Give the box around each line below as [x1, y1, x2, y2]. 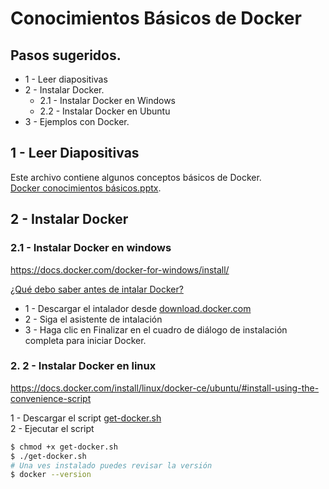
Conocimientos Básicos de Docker [10, 7, 302, 30]
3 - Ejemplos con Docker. [24, 116, 130, 127]
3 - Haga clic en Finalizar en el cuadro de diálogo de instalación [24, 323, 288, 336]
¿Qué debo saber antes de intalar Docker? [10, 283, 184, 295]
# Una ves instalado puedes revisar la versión [10, 460, 213, 471]
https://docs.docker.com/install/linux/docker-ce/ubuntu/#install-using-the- [10, 382, 320, 394]
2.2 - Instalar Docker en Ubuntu [39, 105, 171, 117]
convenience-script [10, 392, 92, 404]
